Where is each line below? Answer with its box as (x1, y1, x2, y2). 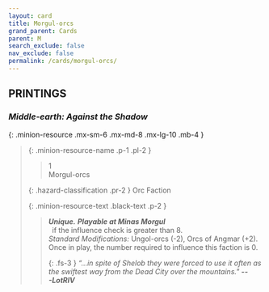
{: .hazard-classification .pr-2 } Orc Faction (27, 185, 171, 195)
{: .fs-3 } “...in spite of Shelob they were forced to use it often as (48, 258, 262, 268)
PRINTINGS (8, 87, 67, 101)
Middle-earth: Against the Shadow (8, 111, 148, 122)
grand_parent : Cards (8, 27, 78, 35)
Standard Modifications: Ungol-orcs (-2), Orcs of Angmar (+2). (48, 234, 258, 243)
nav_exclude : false (8, 49, 74, 57)
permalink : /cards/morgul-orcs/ (8, 57, 117, 66)
